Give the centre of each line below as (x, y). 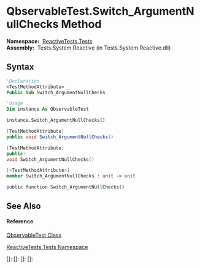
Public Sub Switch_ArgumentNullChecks (56, 92)
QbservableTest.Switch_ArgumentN (100, 11)
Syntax (20, 67)
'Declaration (23, 81)
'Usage (15, 103)
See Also (24, 206)
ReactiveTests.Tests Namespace (47, 247)
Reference (20, 221)
